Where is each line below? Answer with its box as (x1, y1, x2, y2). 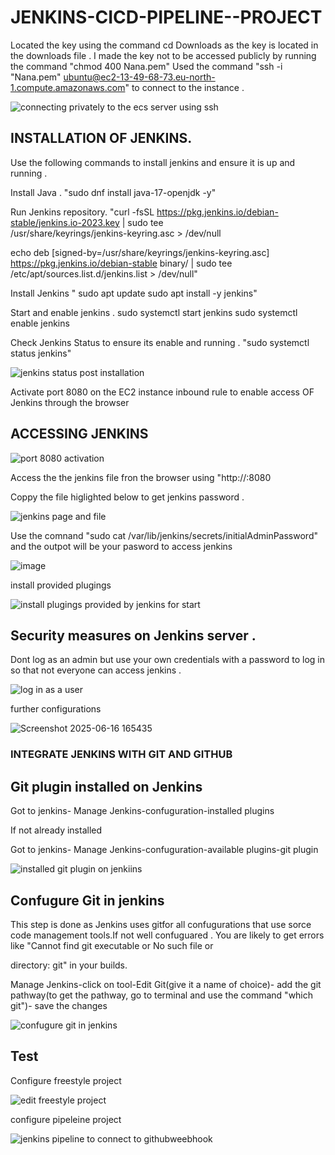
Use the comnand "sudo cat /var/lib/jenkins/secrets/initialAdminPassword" (10, 529, 318, 541)
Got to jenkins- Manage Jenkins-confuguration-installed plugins (10, 805, 275, 817)
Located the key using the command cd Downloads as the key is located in (10, 39, 319, 51)
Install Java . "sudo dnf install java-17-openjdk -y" (10, 186, 217, 198)
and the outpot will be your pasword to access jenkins (10, 540, 233, 552)
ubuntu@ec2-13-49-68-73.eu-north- (63, 71, 216, 83)
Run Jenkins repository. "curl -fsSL (10, 206, 155, 218)
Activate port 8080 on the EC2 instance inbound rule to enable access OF (10, 386, 315, 398)
